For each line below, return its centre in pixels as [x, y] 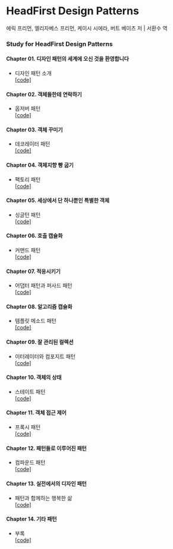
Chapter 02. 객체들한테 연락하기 [44, 94]
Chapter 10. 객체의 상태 [34, 377]
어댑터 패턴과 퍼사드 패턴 [43, 286]
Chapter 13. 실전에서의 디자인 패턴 [47, 484]
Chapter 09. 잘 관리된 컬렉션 [40, 342]
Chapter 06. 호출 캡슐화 [34, 236]
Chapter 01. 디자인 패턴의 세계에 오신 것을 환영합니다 [67, 59]
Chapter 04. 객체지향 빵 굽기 [40, 165]
